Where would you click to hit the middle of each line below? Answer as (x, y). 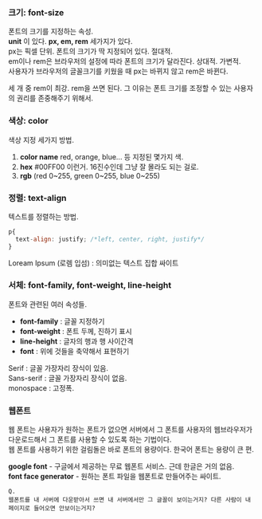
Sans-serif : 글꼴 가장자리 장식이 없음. (68, 378)
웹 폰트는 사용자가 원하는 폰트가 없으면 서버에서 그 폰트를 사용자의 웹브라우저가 (131, 430)
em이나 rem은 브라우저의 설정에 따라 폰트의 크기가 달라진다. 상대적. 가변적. (125, 61)
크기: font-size (36, 12)
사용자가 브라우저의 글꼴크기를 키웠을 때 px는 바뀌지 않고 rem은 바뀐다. (118, 71)
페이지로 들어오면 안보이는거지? (52, 509)
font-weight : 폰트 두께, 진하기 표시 (76, 331)
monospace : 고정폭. (41, 387)
